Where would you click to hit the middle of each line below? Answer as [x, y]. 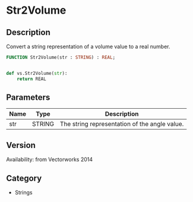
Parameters [28, 98]
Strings [23, 192]
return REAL [31, 79]
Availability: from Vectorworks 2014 [50, 160]
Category [24, 178]
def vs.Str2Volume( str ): [37, 73]
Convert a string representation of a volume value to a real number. [88, 46]
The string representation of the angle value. [122, 124]
